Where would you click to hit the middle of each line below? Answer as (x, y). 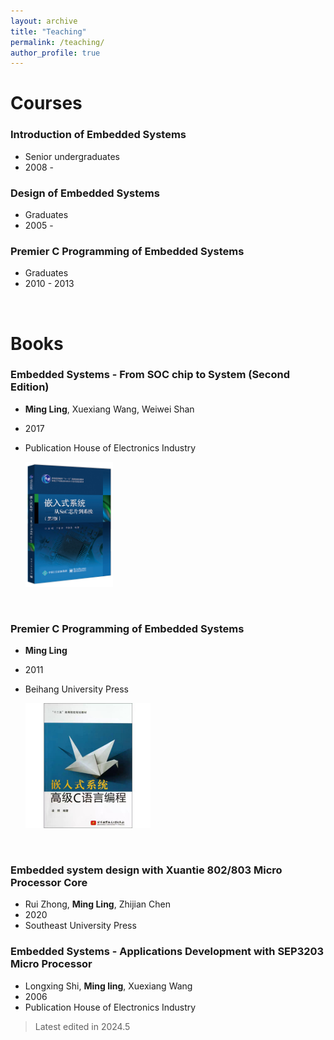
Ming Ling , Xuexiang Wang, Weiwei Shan (109, 409)
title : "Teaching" (48, 31)
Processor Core (49, 883)
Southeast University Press (80, 926)
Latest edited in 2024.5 (82, 1026)
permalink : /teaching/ (57, 42)
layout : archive (44, 21)
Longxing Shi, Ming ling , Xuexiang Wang (108, 986)
